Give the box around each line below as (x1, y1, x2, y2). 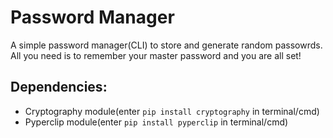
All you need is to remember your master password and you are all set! (10, 49, 302, 61)
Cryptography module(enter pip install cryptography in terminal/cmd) (24, 105, 320, 117)
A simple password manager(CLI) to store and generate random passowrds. (10, 39, 323, 51)
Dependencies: (10, 79, 108, 96)
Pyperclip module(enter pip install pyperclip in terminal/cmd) (24, 116, 289, 128)
